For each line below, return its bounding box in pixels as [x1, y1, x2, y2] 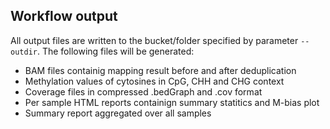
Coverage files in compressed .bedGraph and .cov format [24, 85, 263, 98]
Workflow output [10, 8, 118, 25]
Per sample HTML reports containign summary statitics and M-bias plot [24, 96, 320, 108]
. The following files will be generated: [36, 45, 195, 57]
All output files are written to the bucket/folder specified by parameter [10, 34, 299, 46]
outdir [10, 47, 38, 57]
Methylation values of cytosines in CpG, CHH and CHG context [24, 75, 285, 87]
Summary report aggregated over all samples [24, 107, 212, 119]
